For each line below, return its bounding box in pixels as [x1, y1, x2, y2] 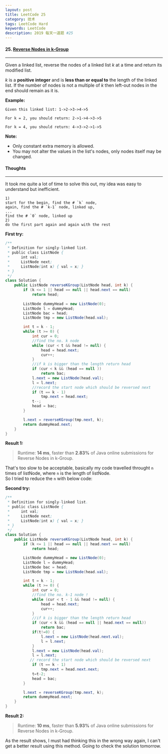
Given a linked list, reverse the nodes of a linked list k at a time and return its [5, 62, 162, 68]
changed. [12, 154, 32, 160]
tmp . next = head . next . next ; [40, 667, 99, 672]
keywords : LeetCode [5, 26, 46, 31]
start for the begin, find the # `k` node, [5, 200, 97, 205]
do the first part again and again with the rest [5, 222, 111, 227]
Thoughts [5, 165, 26, 171]
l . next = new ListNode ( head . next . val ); [40, 634, 124, 639]
